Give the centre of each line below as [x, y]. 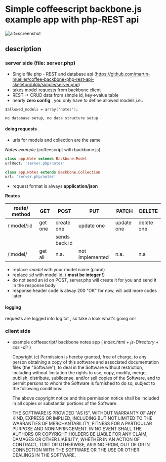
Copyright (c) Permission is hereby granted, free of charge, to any [79, 357]
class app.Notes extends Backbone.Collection [53, 172]
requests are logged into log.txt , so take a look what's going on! [70, 318]
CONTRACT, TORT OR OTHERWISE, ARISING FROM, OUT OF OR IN [81, 444]
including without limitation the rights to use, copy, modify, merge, [80, 372]
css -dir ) [21, 347]
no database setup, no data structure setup [52, 118]
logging [13, 307]
